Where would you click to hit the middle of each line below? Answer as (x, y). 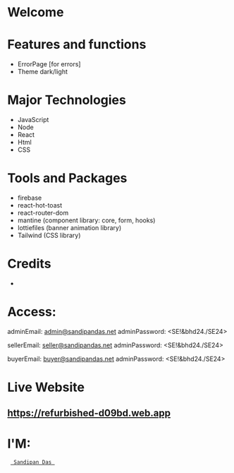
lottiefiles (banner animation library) (69, 228)
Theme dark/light (43, 72)
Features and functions (77, 45)
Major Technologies (67, 100)
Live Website (46, 387)
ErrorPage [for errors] (49, 64)
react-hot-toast (39, 205)
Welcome (36, 12)
